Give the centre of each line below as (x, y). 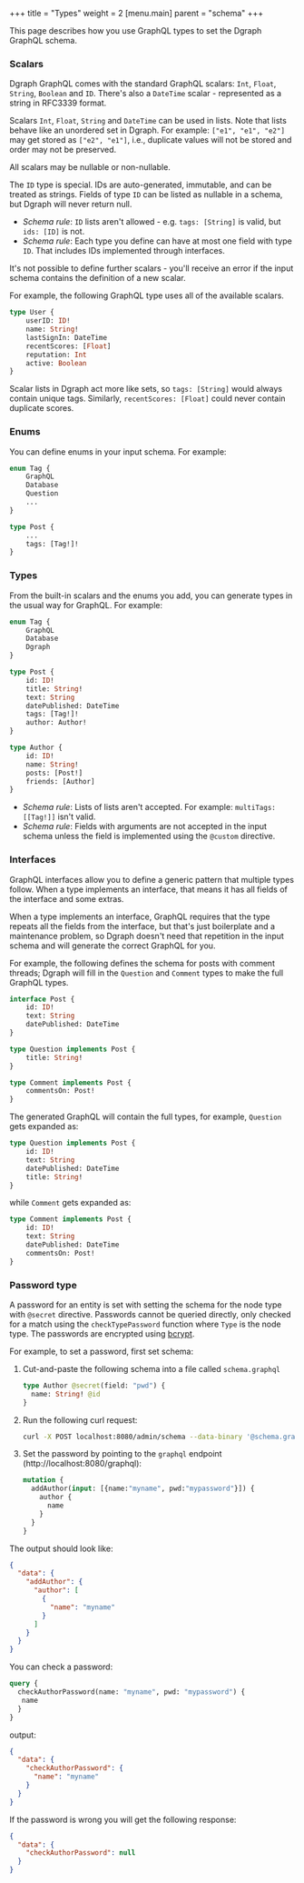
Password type (43, 1285)
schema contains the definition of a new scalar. (98, 278)
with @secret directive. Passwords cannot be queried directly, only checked (151, 1314)
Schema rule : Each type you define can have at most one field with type (157, 241)
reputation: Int (57, 355)
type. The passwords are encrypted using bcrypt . (102, 1333)
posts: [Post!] (54, 773)
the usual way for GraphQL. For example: (86, 605)
